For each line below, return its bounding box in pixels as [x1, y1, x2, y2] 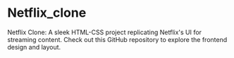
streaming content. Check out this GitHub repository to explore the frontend [7, 35, 228, 43]
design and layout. [7, 43, 61, 51]
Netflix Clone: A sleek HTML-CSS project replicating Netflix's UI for [7, 28, 202, 36]
